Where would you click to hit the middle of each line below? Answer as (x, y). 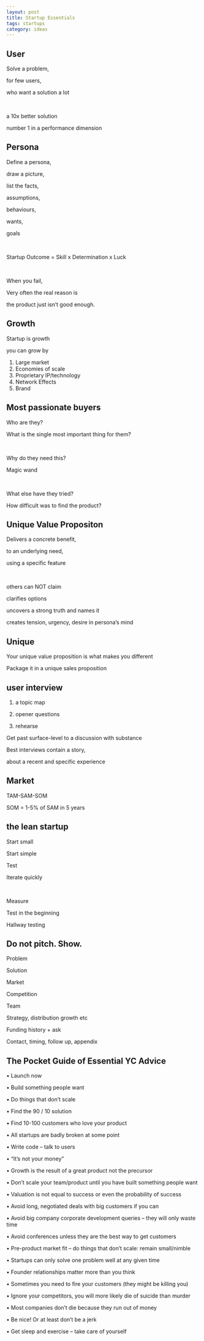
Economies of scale (40, 369)
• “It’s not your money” (35, 1159)
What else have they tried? (40, 493)
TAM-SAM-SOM (27, 795)
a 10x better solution (32, 116)
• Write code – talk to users (41, 1147)
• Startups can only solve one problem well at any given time (83, 1260)
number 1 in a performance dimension (54, 128)
